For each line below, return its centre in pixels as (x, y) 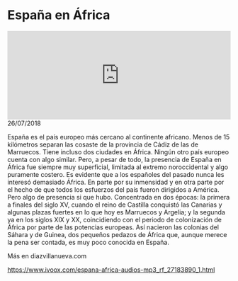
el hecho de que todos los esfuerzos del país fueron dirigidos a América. (113, 189)
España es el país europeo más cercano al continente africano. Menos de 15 (119, 137)
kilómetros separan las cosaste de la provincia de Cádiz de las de (103, 144)
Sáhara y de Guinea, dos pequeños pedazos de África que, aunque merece (117, 234)
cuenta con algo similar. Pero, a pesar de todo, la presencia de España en (114, 159)
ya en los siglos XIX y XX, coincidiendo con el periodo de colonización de (114, 219)
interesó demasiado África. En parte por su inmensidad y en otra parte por (116, 182)
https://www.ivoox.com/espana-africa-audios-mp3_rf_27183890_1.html (111, 270)
